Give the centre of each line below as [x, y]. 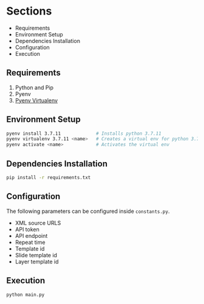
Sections [29, 11]
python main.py [25, 295]
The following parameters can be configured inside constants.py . [88, 211]
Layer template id [37, 262]
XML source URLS [38, 223]
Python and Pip [34, 87]
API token [27, 229]
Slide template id [36, 255]
